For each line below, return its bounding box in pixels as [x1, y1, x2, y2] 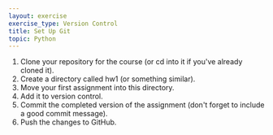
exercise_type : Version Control [8, 20, 118, 28]
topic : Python [8, 34, 57, 43]
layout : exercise [8, 11, 67, 20]
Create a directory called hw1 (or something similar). [19, 74, 196, 84]
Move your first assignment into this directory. [19, 83, 175, 93]
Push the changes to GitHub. [19, 117, 117, 127]
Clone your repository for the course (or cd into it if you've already [19, 57, 243, 67]
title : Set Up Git [8, 27, 71, 35]
